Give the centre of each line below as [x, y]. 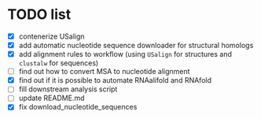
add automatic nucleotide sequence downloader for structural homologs [136, 45]
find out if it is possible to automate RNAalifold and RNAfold [115, 80]
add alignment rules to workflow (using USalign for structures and [125, 54]
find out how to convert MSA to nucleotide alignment [104, 72]
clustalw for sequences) [59, 63]
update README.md [51, 98]
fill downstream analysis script [68, 89]
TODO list [39, 15]
